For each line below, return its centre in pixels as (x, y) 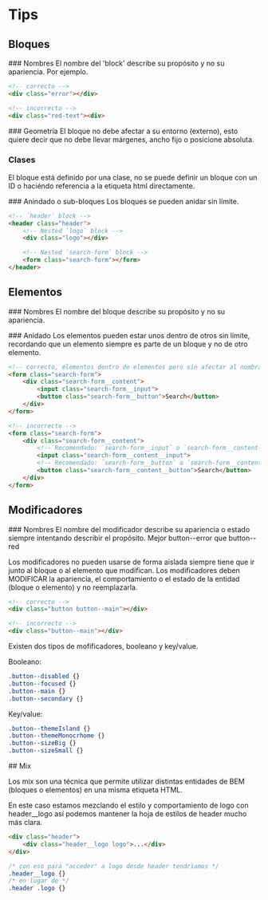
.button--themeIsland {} (49, 728)
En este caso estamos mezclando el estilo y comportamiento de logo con (128, 805)
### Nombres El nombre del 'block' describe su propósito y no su (116, 63)
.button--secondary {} (46, 699)
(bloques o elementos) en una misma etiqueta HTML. (96, 790)
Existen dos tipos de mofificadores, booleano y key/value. (103, 646)
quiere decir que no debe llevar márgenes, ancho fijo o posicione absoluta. (131, 139)
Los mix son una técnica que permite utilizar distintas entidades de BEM (126, 782)
